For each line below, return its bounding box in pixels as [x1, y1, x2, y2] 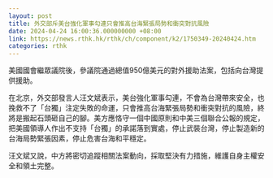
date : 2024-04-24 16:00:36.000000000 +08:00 [8, 27, 162, 35]
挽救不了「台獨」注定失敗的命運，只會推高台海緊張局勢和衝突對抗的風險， [8, 103, 258, 113]
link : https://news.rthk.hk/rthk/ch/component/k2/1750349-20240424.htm [8, 34, 256, 43]
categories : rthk [8, 42, 67, 50]
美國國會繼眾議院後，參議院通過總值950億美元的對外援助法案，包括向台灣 [8, 66, 257, 76]
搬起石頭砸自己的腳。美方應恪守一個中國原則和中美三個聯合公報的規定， [22, 113, 265, 123]
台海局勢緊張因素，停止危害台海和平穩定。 [8, 133, 151, 143]
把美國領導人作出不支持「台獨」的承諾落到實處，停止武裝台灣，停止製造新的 [8, 124, 265, 133]
